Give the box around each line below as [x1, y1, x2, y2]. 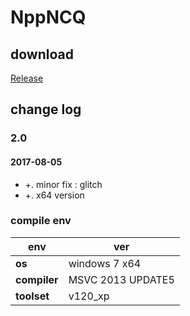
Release [10, 72, 44, 84]
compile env [10, 214, 72, 228]
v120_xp [68, 289, 110, 303]
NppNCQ [10, 6, 87, 29]
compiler [15, 272, 59, 286]
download [10, 46, 74, 63]
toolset [15, 289, 50, 303]
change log [10, 101, 82, 118]
